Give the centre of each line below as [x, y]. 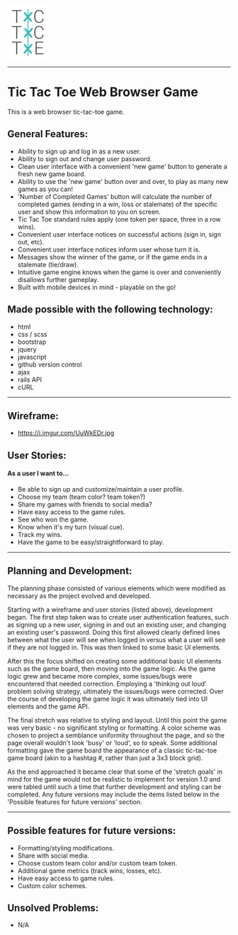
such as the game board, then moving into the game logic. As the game [112, 669]
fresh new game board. [52, 174]
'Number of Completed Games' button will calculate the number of [115, 196]
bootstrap [32, 342]
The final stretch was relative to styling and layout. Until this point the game [117, 720]
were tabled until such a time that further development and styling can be [114, 787]
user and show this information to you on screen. [89, 212]
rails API [30, 379]
